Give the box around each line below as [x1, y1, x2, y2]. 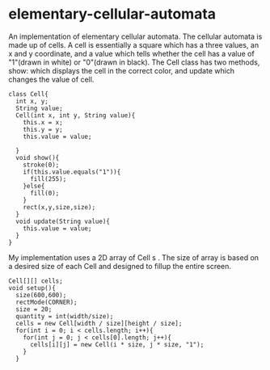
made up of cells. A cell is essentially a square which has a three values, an [8, 40, 259, 49]
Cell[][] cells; [8, 276, 63, 285]
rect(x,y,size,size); [23, 203, 95, 211]
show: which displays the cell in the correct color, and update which [8, 65, 235, 75]
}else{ [23, 182, 45, 190]
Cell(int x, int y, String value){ [15, 111, 136, 120]
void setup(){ [8, 284, 57, 292]
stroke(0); [23, 161, 60, 169]
